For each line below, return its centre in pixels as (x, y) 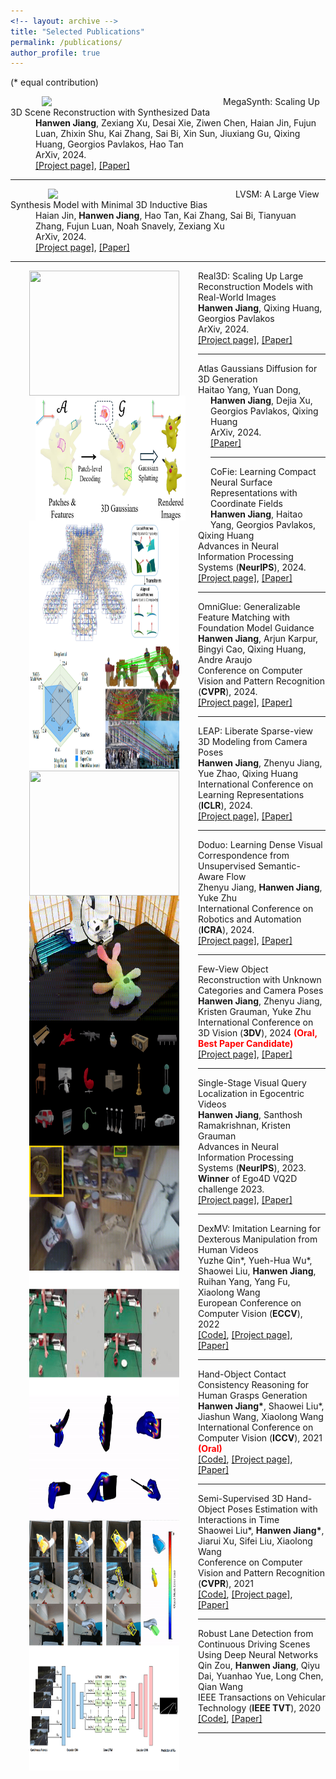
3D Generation (228, 379)
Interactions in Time (239, 1520)
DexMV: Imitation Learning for (259, 1229)
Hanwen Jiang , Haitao (256, 514)
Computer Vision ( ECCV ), (250, 1314)
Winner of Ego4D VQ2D (248, 1179)
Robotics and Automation (250, 919)
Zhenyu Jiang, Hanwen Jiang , (260, 887)
